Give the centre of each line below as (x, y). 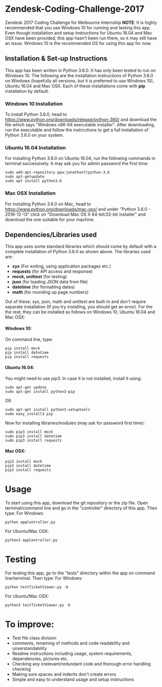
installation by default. (27, 91)
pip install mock (23, 348)
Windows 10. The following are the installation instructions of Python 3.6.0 (79, 75)
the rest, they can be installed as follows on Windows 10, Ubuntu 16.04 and (80, 312)
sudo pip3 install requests (34, 440)
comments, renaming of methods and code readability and (71, 643)
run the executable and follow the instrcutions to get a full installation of (77, 130)
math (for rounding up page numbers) (50, 292)
